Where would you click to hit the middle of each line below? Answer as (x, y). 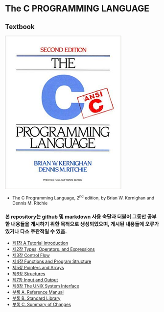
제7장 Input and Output (35, 280)
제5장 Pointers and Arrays (38, 267)
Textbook (20, 27)
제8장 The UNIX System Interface (46, 286)
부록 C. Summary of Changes (41, 304)
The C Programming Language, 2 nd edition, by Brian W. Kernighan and (83, 197)
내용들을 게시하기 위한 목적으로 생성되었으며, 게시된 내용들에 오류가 (85, 224)
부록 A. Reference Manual (38, 292)
